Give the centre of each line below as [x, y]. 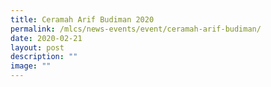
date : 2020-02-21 [46, 38]
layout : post [37, 47]
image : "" [31, 66]
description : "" [44, 57]
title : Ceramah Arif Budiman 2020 [82, 19]
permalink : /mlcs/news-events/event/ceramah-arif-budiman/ [136, 29]
